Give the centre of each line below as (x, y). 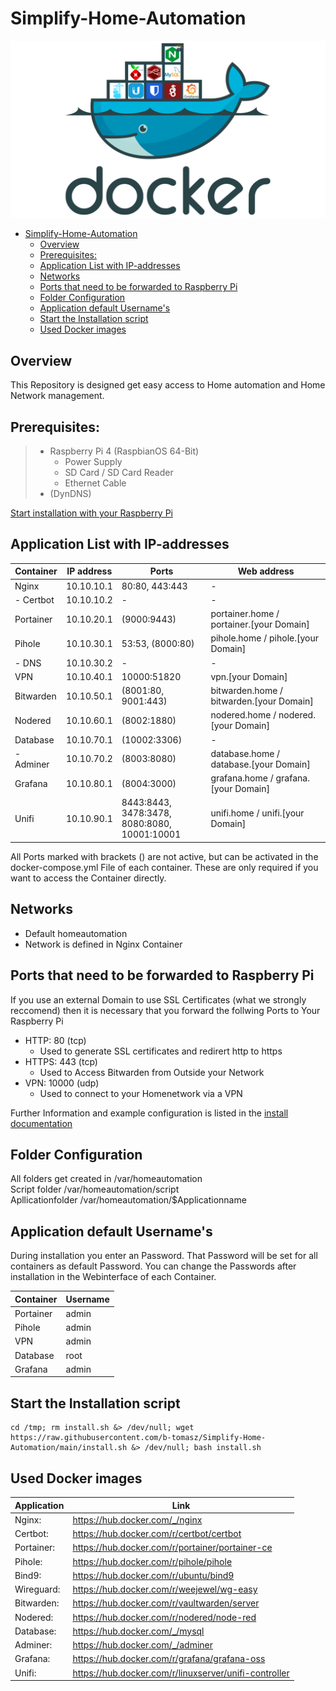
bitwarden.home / (247, 691)
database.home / (245, 753)
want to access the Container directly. (88, 878)
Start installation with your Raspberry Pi (92, 513)
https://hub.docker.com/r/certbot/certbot (157, 1533)
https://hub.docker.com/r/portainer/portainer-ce (172, 1548)
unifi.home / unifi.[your (257, 813)
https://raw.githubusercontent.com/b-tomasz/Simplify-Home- (138, 1438)
